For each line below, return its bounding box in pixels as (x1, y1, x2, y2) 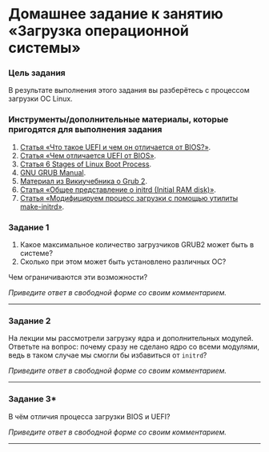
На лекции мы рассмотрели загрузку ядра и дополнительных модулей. (8, 334, 254, 343)
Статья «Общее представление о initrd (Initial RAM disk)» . (19, 185, 216, 194)
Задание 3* (8, 394, 57, 405)
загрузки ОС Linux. (8, 94, 74, 104)
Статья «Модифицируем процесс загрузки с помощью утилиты (19, 193, 239, 202)
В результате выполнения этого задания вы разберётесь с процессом (8, 86, 250, 95)
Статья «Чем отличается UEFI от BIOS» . (19, 150, 157, 160)
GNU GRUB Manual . (19, 167, 86, 177)
